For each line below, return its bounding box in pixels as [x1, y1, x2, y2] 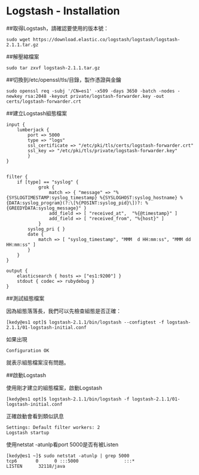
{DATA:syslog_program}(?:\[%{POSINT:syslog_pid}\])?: [6, 200, 143, 206]
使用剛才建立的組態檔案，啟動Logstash [6, 384, 103, 391]
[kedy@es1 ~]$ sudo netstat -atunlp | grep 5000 [6, 452, 130, 459]
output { [6, 267, 28, 274]
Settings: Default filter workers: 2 [6, 424, 100, 430]
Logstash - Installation [6, 4, 120, 18]
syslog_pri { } [27, 226, 66, 232]
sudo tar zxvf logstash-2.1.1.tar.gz [6, 64, 100, 71]
